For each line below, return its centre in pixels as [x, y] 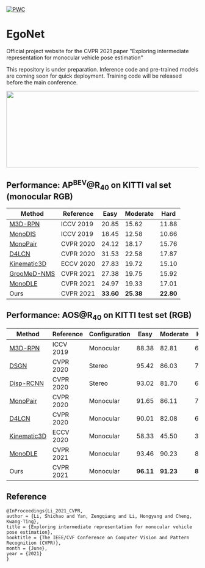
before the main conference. [42, 82]
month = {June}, [27, 548]
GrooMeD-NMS [32, 273]
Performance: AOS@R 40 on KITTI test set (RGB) [99, 316]
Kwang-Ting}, [23, 522]
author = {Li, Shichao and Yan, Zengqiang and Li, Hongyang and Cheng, [99, 516]
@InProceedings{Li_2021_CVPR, [45, 511]
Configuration [110, 334]
